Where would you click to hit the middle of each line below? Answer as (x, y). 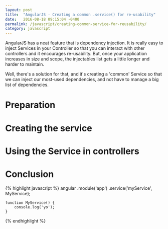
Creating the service (49, 128)
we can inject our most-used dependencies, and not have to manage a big (82, 80)
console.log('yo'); (35, 207)
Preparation (30, 105)
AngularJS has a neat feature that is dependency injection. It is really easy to (84, 43)
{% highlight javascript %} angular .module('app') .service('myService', (79, 188)
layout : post (19, 10)
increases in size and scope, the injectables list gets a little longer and (77, 59)
